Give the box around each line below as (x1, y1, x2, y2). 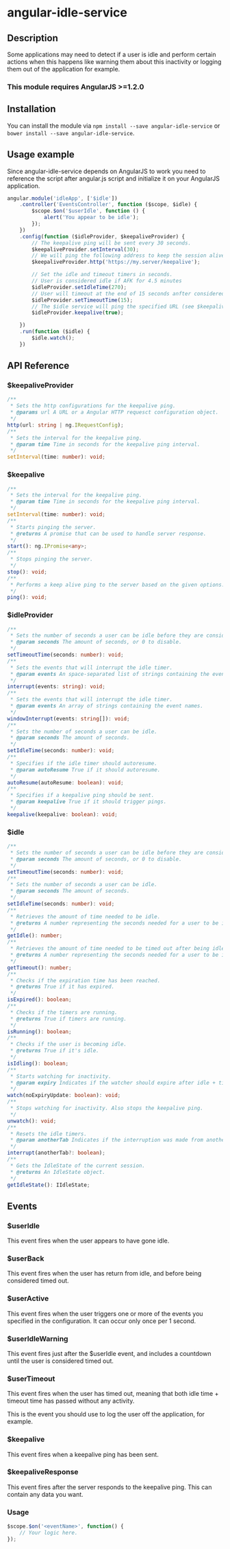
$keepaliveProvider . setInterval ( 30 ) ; (31, 246, 139, 253)
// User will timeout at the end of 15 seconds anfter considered (31, 290, 225, 297)
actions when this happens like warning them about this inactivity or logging (7, 58, 222, 66)
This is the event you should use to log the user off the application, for (7, 1410, 205, 1418)
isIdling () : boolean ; (7, 1060, 69, 1067)
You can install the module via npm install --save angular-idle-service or (7, 122, 220, 130)
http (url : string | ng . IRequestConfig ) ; (7, 421, 125, 429)
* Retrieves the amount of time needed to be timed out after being (10, 945, 210, 952)
